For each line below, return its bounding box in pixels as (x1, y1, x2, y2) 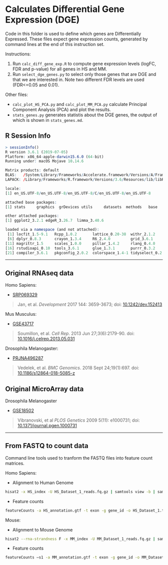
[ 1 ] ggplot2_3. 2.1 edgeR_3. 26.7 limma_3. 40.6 (5, 218, 104, 223)
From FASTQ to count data (5, 442, 88, 450)
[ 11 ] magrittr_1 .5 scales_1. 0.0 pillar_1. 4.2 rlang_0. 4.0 (5, 241, 155, 246)
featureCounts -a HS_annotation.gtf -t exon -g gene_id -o (5, 508, 131, 513)
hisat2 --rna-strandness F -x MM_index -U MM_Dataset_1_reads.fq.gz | (5, 536, 155, 542)
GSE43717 (12, 321, 34, 327)
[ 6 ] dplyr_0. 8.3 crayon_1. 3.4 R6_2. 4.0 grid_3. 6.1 (7, 236, 153, 241)
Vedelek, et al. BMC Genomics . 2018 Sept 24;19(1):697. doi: (17, 365, 139, 371)
